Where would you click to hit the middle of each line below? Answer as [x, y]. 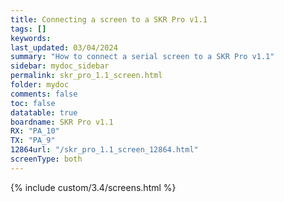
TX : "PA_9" [33, 141]
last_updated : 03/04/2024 [64, 47]
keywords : [31, 38]
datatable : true [44, 112]
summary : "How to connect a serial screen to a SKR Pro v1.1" [142, 57]
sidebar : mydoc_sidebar [60, 66]
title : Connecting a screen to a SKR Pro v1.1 [109, 19]
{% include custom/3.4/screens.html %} [93, 187]
